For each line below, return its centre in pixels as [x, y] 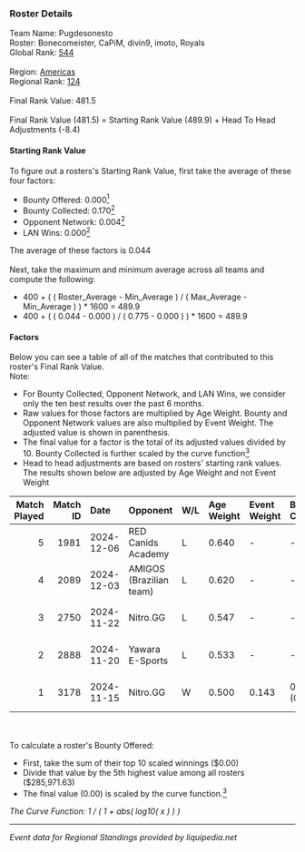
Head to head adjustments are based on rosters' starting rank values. [152, 463]
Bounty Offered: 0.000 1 [66, 199]
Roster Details [41, 14]
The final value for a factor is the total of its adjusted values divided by [154, 442]
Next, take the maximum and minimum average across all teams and [137, 269]
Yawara [144, 649]
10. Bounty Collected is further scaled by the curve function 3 [136, 452]
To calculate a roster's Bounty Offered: [82, 745]
